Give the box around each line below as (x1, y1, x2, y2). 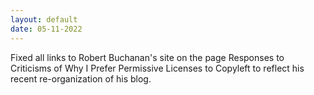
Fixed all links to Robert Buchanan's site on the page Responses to (10, 51, 285, 63)
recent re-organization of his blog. (10, 72, 152, 85)
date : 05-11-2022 (10, 24, 83, 34)
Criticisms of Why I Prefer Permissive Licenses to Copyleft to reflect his (10, 62, 305, 74)
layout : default (10, 14, 78, 25)
